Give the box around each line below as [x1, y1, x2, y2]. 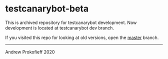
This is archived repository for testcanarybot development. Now [5, 19, 137, 25]
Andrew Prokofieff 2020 [5, 48, 55, 55]
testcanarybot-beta [5, 3, 89, 14]
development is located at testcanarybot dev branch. [5, 24, 114, 30]
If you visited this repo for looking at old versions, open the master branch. [5, 34, 159, 40]
